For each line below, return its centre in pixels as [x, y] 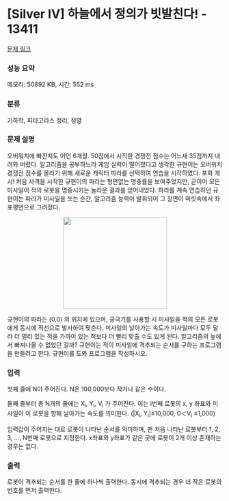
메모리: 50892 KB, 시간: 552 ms [51, 85]
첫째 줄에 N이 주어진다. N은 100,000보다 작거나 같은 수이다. [86, 389]
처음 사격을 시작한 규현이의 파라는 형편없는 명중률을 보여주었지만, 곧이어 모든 [118, 181]
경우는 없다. [23, 446]
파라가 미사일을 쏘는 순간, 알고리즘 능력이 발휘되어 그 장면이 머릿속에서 [119, 198]
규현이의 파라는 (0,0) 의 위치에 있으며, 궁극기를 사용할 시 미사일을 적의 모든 [107, 319]
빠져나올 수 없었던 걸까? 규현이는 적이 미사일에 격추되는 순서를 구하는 [106, 345]
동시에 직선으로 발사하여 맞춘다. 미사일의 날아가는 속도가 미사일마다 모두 [116, 327]
